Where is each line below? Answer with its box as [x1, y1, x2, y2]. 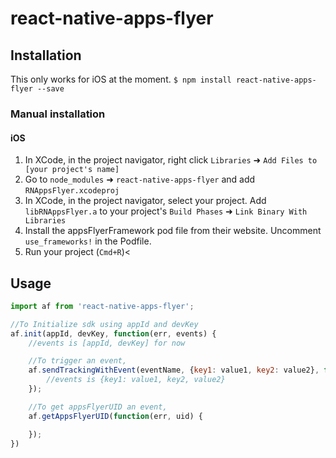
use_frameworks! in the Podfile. [24, 235, 152, 247]
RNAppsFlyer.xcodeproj [24, 186, 120, 196]
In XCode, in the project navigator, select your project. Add [24, 195, 267, 207]
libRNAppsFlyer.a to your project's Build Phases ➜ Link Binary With [24, 205, 308, 217]
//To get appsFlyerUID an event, [28, 402, 168, 412]
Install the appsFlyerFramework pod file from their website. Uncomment [24, 225, 322, 237]
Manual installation [10, 107, 106, 121]
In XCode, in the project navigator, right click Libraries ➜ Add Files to [24, 154, 318, 166]
